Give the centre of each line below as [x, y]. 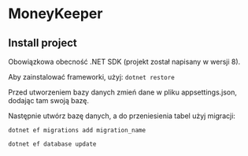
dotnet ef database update [52, 144]
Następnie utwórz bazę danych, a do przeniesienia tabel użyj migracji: [122, 116]
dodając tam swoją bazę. [48, 100]
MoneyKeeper [56, 14]
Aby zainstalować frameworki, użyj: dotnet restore [91, 77]
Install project [43, 43]
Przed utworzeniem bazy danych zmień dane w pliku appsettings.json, [123, 92]
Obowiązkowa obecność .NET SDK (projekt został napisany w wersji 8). [124, 61]
